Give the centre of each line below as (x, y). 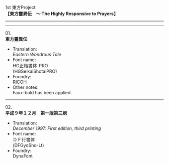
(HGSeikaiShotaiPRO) (35, 71)
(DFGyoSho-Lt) (28, 145)
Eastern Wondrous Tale (37, 54)
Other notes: (25, 87)
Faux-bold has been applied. (42, 93)
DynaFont (22, 156)
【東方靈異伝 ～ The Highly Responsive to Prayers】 (62, 14)
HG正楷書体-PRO (30, 66)
